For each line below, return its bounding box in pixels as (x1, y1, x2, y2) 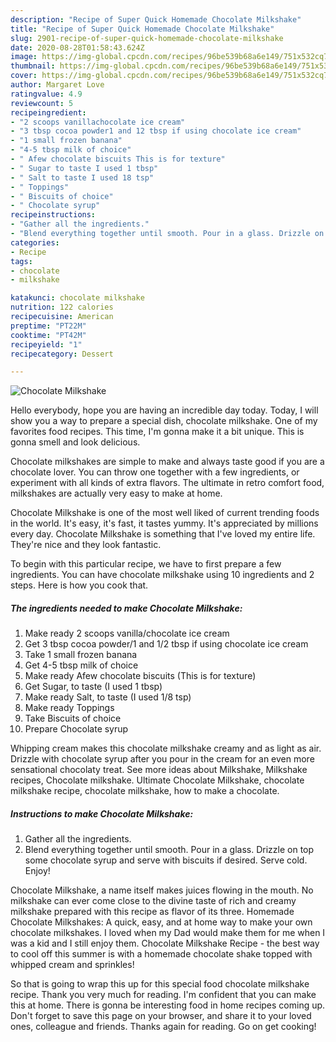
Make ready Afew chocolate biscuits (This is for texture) (24, 670, 257, 682)
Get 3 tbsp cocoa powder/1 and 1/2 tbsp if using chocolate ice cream (24, 638, 309, 650)
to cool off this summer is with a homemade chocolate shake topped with (10, 948, 313, 960)
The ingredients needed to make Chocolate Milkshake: (10, 602, 243, 614)
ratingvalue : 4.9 (10, 89, 83, 99)
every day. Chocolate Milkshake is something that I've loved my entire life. (10, 528, 316, 540)
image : (10, 52, 38, 62)
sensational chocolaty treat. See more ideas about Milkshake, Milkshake (10, 764, 308, 776)
